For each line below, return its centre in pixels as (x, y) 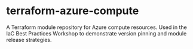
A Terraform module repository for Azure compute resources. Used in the (96, 27)
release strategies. (29, 40)
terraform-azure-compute (73, 11)
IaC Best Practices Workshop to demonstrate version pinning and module (96, 33)
